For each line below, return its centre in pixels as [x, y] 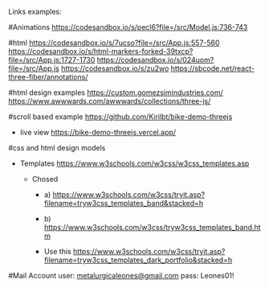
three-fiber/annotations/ [48, 77]
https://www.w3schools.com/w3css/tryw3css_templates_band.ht [152, 227]
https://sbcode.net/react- [213, 68]
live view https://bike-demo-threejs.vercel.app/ [98, 132]
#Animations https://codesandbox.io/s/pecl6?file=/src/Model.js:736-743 [128, 27]
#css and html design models [57, 148]
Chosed [45, 179]
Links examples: [35, 12]
